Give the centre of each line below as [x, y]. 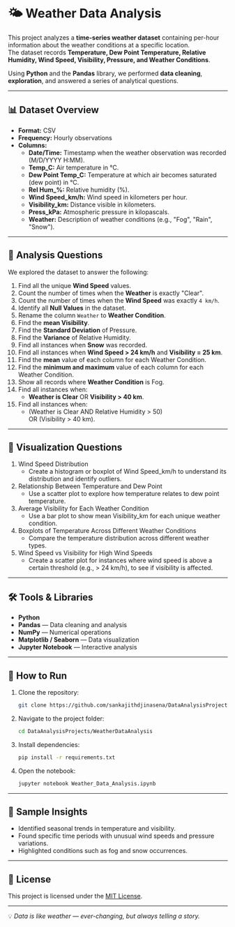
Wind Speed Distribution [53, 464]
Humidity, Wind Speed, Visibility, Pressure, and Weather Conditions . [109, 59]
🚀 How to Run [38, 676]
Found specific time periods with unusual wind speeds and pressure [116, 836]
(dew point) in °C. [54, 182]
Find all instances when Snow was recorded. [82, 345]
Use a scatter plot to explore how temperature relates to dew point [124, 494]
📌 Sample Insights [48, 812]
